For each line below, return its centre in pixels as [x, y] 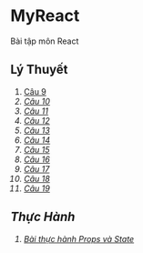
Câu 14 [37, 140]
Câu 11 [36, 111]
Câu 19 [37, 188]
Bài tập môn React [45, 41]
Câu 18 [37, 178]
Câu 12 [37, 120]
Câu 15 [36, 149]
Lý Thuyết [39, 70]
